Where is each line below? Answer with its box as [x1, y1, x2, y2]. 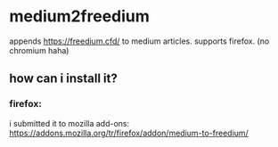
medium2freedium [9, 6, 150, 27]
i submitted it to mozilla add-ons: [9, 118, 130, 128]
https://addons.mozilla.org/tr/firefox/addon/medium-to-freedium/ [9, 127, 249, 138]
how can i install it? [9, 71, 118, 86]
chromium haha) [9, 45, 69, 55]
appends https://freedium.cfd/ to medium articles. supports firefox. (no [9, 36, 270, 46]
